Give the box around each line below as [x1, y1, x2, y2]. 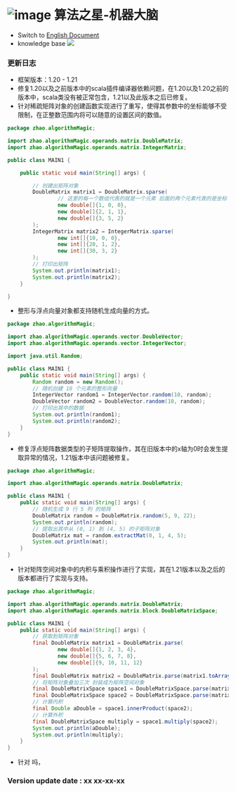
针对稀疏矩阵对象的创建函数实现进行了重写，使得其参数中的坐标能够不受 [17, 102, 227, 111]
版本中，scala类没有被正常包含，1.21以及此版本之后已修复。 [17, 93, 192, 101]
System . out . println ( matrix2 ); [32, 273, 121, 281]
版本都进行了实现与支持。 [17, 574, 92, 582]
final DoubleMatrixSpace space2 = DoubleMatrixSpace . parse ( [32, 692, 212, 699]
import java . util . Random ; [7, 353, 83, 360]
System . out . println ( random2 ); [32, 417, 121, 425]
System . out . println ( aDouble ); [32, 724, 121, 731]
